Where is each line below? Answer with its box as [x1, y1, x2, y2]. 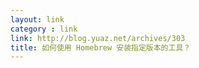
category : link [10, 24, 78, 34]
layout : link [10, 14, 65, 25]
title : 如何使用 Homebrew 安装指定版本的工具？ [10, 42, 192, 53]
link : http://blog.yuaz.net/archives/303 [10, 33, 186, 43]
